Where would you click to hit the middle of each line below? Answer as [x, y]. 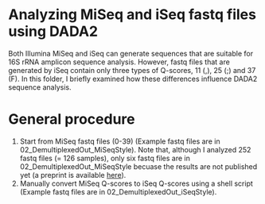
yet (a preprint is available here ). [73, 175]
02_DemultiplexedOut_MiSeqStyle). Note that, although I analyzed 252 [135, 149]
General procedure [72, 119]
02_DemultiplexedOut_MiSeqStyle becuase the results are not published [138, 166]
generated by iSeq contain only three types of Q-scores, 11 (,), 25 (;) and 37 [132, 70]
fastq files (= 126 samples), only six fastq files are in [105, 158]
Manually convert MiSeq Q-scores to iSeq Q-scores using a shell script [136, 183]
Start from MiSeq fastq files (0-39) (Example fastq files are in [120, 141]
